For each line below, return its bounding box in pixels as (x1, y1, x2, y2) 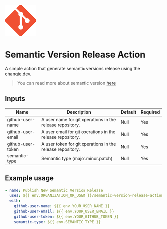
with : (9, 198, 21, 203)
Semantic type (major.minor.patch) (41, 155, 113, 161)
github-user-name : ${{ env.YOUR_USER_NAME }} (14, 204, 110, 209)
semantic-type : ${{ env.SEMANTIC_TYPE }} (14, 219, 101, 224)
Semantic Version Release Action (5, 49, 146, 60)
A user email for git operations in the (41, 129, 116, 135)
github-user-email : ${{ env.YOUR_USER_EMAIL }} (14, 209, 114, 214)
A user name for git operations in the (41, 116, 116, 122)
